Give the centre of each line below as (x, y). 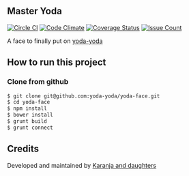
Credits (23, 149)
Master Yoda (35, 11)
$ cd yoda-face (29, 102)
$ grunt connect (30, 128)
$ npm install (27, 108)
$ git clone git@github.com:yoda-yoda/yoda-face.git (84, 96)
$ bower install (30, 115)
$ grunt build (27, 121)
